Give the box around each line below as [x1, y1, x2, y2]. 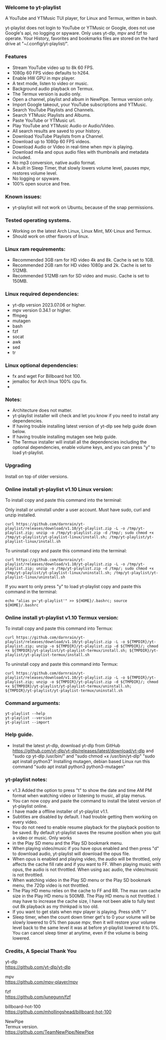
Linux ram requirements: [5, 246, 66, 253]
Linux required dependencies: [5, 290, 79, 297]
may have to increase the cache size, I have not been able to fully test [12, 898, 155, 904]
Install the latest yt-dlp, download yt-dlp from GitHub [12, 742, 120, 748]
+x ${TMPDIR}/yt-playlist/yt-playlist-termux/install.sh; [5, 648, 127, 653]
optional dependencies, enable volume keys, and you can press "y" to [12, 444, 156, 450]
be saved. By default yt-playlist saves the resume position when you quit [12, 830, 161, 836]
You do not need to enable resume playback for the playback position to [12, 824, 160, 830]
